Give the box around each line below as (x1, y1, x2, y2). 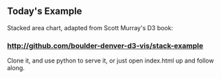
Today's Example (7, 5, 82, 17)
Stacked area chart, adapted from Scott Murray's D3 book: (7, 23, 174, 32)
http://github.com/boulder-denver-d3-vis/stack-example (7, 41, 204, 50)
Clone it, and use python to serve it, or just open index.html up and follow (7, 56, 214, 65)
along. (7, 64, 25, 72)
